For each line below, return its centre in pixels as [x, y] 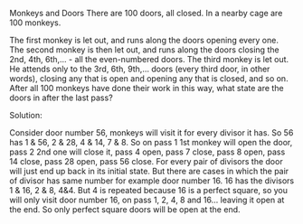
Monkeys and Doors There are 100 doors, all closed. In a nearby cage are [146, 13]
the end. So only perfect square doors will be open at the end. [125, 210]
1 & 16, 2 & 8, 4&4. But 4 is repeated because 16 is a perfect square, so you [148, 190]
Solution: [26, 115]
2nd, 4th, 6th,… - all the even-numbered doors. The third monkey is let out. [149, 59]
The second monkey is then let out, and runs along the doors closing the [144, 50]
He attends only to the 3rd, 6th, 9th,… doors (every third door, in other [140, 69]
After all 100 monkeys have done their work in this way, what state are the [147, 88]
